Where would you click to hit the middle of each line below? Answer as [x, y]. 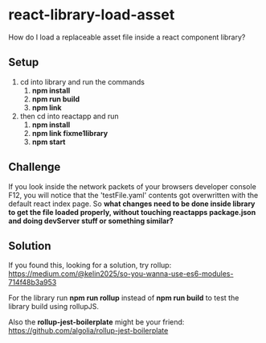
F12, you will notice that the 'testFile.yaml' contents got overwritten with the [133, 195]
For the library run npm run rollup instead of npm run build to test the [124, 298]
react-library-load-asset [92, 15]
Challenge [35, 167]
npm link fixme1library [70, 133]
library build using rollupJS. [53, 307]
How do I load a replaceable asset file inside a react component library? [127, 37]
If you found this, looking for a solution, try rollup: [90, 265]
